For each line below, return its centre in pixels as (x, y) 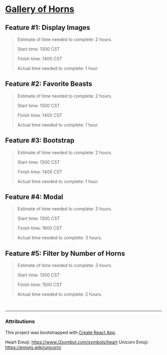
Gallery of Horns (40, 9)
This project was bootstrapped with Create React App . (61, 332)
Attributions (20, 322)
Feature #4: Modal (34, 197)
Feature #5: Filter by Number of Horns (65, 253)
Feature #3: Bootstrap (40, 140)
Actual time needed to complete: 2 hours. (60, 294)
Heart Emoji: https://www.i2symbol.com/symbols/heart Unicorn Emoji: (77, 342)
